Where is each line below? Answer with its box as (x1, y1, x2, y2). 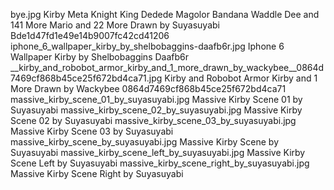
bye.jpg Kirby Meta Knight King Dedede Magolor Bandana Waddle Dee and (10, 9, 320, 20)
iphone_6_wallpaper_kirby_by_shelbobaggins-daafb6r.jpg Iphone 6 (10, 40, 285, 52)
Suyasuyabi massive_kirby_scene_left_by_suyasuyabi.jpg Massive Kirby (10, 147, 306, 158)
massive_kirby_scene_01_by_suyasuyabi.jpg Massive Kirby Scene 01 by (10, 94, 303, 105)
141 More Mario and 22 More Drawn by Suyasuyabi (10, 19, 220, 31)
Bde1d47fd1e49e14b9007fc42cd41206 (10, 30, 170, 41)
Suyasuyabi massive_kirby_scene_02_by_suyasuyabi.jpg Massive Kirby (10, 104, 303, 116)
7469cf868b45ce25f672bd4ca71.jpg (10, 72, 163, 84)
